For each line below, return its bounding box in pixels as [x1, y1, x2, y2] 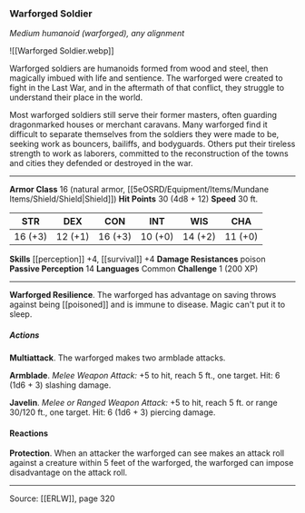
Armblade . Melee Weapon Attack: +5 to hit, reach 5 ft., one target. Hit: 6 [9, 370, 280, 381]
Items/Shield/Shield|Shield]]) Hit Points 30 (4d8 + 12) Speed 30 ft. [9, 193, 259, 204]
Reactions [9, 428, 48, 439]
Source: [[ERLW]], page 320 [9, 493, 115, 504]
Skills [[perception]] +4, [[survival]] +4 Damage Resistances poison [9, 253, 266, 265]
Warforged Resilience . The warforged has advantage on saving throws [9, 290, 277, 301]
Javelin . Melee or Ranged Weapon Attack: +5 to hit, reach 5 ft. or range [9, 398, 279, 409]
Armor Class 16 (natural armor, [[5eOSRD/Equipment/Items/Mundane [9, 184, 270, 195]
